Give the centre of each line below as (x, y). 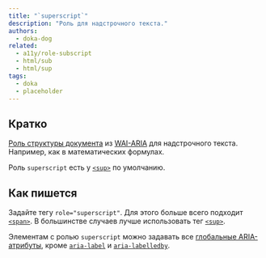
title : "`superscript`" (49, 16)
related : (23, 46)
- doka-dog (34, 38)
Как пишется (43, 193)
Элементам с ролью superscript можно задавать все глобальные (122, 237)
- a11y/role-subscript (54, 53)
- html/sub (34, 61)
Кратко (28, 123)
